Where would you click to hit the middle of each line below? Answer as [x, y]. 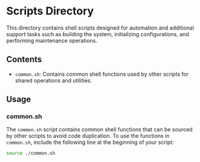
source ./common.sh [31, 154]
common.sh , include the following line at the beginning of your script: [90, 142]
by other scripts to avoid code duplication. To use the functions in [88, 136]
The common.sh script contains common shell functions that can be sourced [99, 129]
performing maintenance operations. [52, 40]
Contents [24, 59]
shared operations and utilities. [53, 80]
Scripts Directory [50, 11]
